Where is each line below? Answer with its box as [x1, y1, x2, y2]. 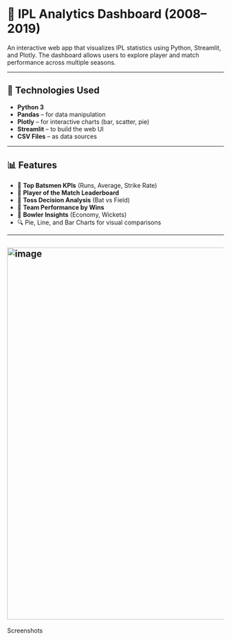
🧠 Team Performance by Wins [16, 203, 104, 211]
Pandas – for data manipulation [16, 110, 106, 118]
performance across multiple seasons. [7, 58, 116, 66]
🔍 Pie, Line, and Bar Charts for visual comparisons [16, 218, 162, 226]
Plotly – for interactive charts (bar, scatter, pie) [16, 117, 150, 126]
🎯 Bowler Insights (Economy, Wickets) [16, 210, 127, 219]
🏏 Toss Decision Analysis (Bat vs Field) [16, 195, 131, 204]
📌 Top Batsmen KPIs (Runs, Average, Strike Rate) [16, 181, 157, 189]
